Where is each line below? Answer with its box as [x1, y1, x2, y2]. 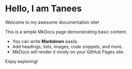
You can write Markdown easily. [12, 38, 79, 44]
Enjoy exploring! [5, 58, 38, 64]
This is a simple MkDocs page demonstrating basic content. [5, 29, 128, 34]
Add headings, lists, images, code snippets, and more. [12, 43, 123, 49]
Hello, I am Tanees [5, 3, 82, 14]
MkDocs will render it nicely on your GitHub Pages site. [12, 49, 125, 55]
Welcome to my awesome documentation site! [5, 19, 99, 25]
